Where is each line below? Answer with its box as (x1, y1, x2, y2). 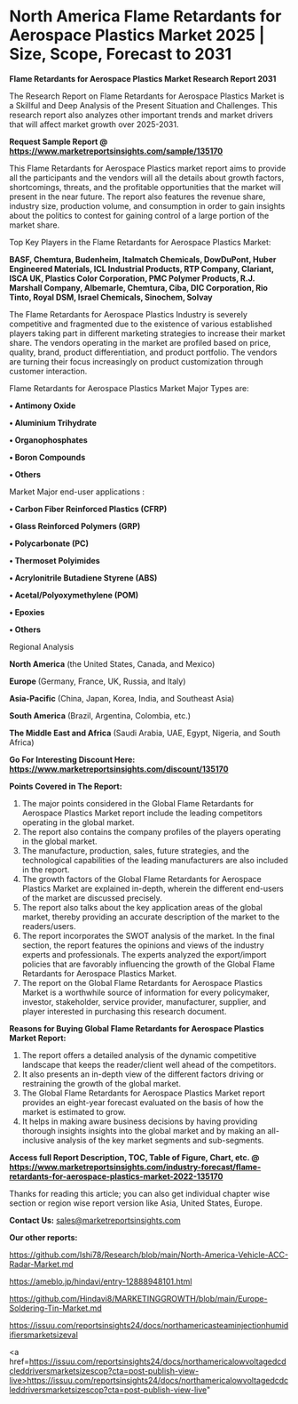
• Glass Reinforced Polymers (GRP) (9, 520, 141, 531)
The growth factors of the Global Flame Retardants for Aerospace (21, 873, 262, 884)
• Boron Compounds (9, 452, 86, 462)
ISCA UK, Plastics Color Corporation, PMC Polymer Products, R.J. (9, 273, 255, 284)
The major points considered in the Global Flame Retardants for (21, 798, 255, 808)
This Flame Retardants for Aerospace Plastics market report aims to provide (9, 163, 286, 173)
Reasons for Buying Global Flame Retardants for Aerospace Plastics (9, 1023, 264, 1033)
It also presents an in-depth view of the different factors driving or (21, 1069, 264, 1079)
